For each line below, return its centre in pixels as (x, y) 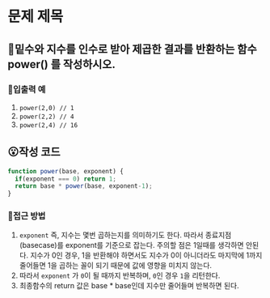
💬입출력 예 (27, 89)
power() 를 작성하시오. (62, 64)
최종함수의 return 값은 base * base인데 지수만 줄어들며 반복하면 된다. (129, 286)
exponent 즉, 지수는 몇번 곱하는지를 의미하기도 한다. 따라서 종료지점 (125, 235)
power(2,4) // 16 (49, 125)
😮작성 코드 (34, 152)
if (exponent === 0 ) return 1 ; (65, 179)
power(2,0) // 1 (46, 108)
